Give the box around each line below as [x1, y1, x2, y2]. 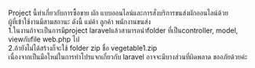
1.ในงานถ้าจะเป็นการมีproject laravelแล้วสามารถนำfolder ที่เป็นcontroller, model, [8, 26, 239, 35]
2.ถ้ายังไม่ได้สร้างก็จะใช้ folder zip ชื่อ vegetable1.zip [8, 44, 158, 52]
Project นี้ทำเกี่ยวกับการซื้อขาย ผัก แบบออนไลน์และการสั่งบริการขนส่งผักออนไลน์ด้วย [8, 9, 229, 17]
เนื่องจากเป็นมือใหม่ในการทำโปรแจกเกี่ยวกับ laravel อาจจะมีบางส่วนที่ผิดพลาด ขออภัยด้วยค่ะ [8, 52, 248, 61]
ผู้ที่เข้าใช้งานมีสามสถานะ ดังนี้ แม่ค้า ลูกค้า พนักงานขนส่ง [8, 17, 151, 26]
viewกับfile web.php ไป [8, 34, 80, 44]
